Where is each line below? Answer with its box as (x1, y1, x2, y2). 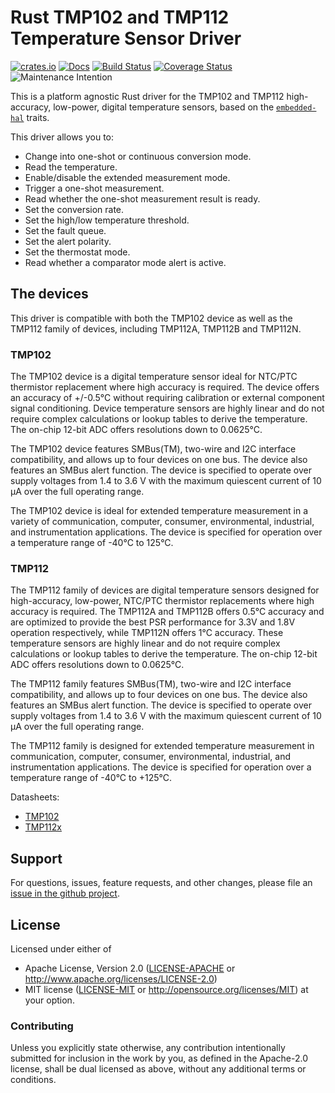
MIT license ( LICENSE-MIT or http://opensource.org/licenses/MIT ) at (24, 983, 309, 995)
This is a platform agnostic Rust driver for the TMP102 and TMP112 (10, 90, 285, 102)
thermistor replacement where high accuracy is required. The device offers (10, 381, 320, 393)
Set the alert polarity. (24, 235, 112, 247)
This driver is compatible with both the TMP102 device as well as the (10, 312, 293, 324)
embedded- (276, 102, 317, 113)
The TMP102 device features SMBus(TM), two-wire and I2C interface (10, 443, 297, 455)
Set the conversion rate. (24, 203, 125, 215)
